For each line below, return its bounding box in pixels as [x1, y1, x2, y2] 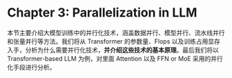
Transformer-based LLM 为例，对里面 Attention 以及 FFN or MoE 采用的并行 [7, 54, 223, 63]
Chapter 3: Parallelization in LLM [7, 5, 197, 21]
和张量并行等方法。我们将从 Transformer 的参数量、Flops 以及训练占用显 [7, 37, 215, 46]
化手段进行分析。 [7, 63, 56, 71]
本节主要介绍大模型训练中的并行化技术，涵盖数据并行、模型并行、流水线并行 [7, 28, 225, 37]
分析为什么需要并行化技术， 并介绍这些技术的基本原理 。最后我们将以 [25, 46, 219, 54]
